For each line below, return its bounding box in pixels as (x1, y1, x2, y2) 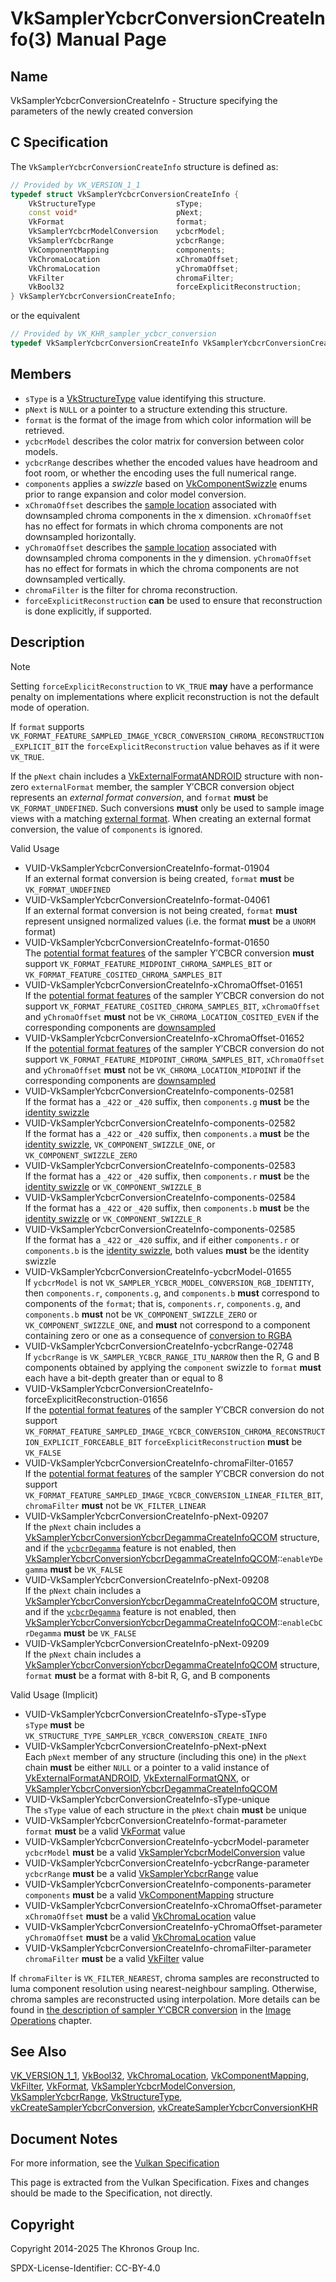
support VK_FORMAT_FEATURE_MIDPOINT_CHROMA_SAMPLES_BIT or (24, 957, 273, 969)
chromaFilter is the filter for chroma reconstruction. (24, 583, 238, 596)
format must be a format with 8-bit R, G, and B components (24, 1669, 271, 1681)
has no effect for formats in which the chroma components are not (24, 562, 300, 574)
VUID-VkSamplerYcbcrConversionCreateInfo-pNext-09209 (24, 1637, 270, 1649)
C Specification (10, 134, 109, 151)
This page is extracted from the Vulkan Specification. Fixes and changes (10, 2177, 310, 2189)
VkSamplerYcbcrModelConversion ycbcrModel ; (28, 227, 226, 237)
